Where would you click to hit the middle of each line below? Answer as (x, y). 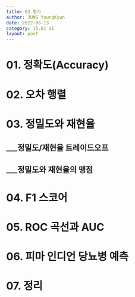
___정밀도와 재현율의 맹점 (50, 170)
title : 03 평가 (24, 12)
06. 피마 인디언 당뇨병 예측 (67, 257)
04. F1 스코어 (37, 198)
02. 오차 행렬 (36, 94)
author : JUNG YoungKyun (36, 17)
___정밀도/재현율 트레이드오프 (57, 148)
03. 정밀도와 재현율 (51, 124)
